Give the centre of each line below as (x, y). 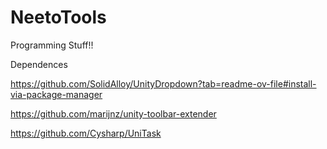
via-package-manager (56, 94)
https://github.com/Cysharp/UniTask (86, 133)
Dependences (39, 64)
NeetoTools (58, 17)
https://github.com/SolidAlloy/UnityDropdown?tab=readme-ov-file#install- (163, 83)
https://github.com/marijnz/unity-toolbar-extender (113, 113)
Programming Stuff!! (52, 45)
